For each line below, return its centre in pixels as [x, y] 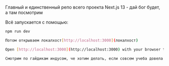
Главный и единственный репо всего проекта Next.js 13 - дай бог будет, [83, 7]
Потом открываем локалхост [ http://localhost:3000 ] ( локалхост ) [72, 40]
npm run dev [18, 31]
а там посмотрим [24, 12]
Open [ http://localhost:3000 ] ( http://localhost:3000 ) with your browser [83, 49]
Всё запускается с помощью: [37, 22]
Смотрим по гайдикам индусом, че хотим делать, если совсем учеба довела [84, 58]
